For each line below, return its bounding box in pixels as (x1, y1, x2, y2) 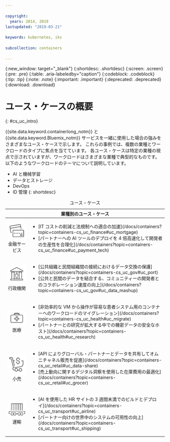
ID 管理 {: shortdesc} (12, 189, 56, 195)
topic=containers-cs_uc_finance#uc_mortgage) (38, 229, 138, 235)
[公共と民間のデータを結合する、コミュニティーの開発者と (38, 275, 159, 282)
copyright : (5, 13, 28, 19)
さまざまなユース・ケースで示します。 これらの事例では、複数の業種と (5, 141, 152, 147)
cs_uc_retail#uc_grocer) (38, 380, 89, 386)
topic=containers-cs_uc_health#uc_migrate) (38, 316, 132, 322)
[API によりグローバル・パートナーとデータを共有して (38, 350, 150, 356)
